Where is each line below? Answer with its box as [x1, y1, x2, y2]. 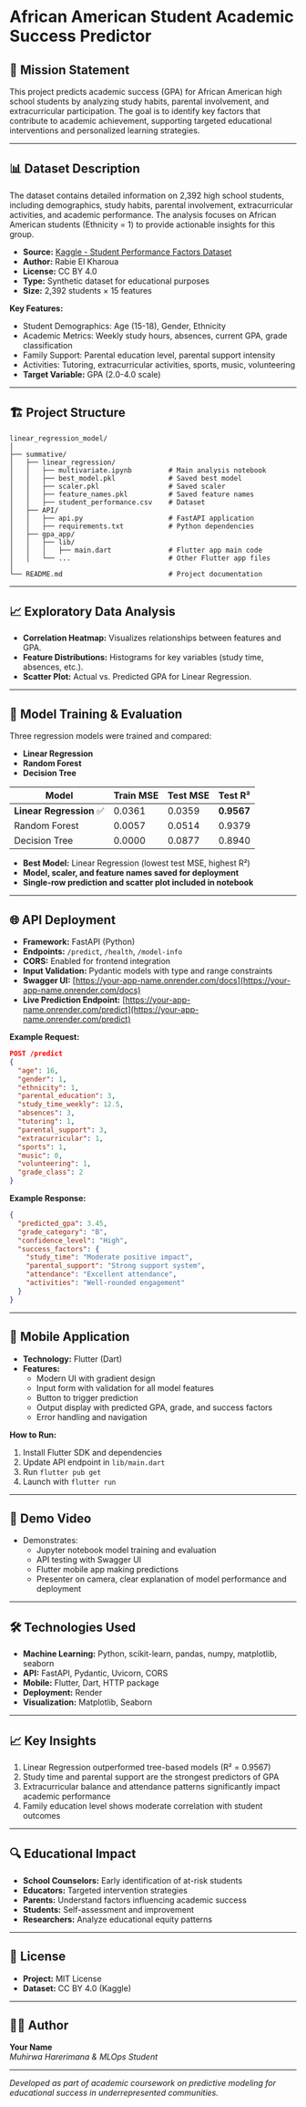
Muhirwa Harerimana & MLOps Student [9, 2051, 158, 2062]
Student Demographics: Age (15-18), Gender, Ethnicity [22, 320, 226, 331]
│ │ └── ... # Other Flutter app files [9, 554, 271, 563]
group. [9, 228, 35, 239]
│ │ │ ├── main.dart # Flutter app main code [9, 545, 262, 555]
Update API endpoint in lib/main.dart [22, 1457, 166, 1468]
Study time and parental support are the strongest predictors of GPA [22, 1771, 280, 1782]
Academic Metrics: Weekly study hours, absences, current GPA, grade [22, 330, 288, 341]
